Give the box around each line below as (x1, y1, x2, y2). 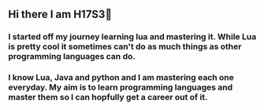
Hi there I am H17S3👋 (8, 8, 113, 21)
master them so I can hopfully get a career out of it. (8, 92, 208, 103)
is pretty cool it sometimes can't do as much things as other (8, 41, 242, 52)
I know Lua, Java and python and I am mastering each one (8, 72, 235, 83)
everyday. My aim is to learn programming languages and (8, 82, 233, 93)
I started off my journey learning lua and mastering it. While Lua (8, 31, 257, 42)
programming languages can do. (8, 51, 136, 62)
